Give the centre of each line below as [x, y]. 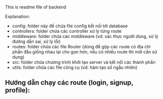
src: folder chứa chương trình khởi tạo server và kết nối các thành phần [84, 62]
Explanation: [18, 16]
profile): [18, 90]
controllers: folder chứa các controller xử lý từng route [67, 31]
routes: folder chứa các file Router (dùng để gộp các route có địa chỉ [81, 47]
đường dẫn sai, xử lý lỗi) [36, 41]
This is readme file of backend [36, 7]
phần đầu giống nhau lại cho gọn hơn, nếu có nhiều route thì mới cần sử [85, 52]
